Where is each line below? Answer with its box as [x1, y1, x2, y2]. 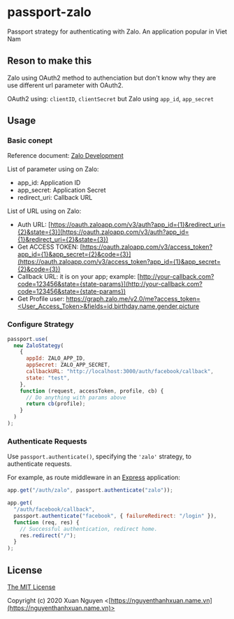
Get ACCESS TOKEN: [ [17, 242, 82, 252]
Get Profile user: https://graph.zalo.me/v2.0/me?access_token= [17, 295, 201, 303]
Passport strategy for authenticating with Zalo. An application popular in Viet [7, 27, 228, 36]
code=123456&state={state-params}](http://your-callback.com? [17, 280, 203, 289]
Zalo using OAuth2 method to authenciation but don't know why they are [7, 73, 217, 82]
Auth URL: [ [17, 221, 51, 229]
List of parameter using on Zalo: [7, 165, 99, 173]
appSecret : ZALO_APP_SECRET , [25, 361, 111, 369]
